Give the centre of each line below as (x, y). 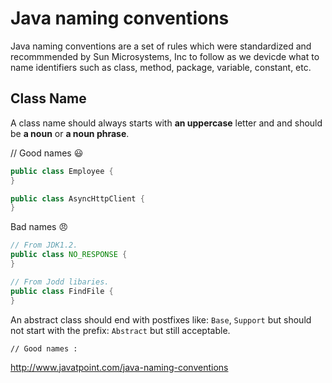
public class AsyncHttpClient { (77, 198)
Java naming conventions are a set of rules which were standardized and (161, 46)
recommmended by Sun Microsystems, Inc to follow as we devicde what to (165, 56)
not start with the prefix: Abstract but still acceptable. (120, 330)
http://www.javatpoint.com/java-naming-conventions (119, 367)
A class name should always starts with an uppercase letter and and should (166, 123)
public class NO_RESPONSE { (69, 255)
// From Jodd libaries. (60, 282)
